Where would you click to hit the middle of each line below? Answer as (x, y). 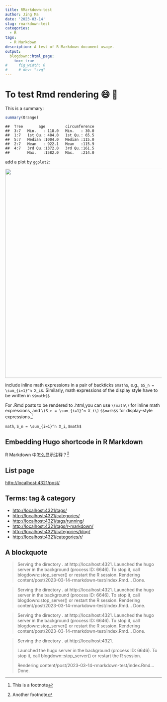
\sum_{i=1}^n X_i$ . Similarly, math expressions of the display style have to (82, 390)
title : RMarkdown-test (29, 10)
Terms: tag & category (41, 498)
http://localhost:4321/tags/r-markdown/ (53, 526)
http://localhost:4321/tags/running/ (48, 521)
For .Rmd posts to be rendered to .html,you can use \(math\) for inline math (83, 405)
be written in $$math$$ (28, 395)
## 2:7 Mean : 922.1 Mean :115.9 (50, 144)
